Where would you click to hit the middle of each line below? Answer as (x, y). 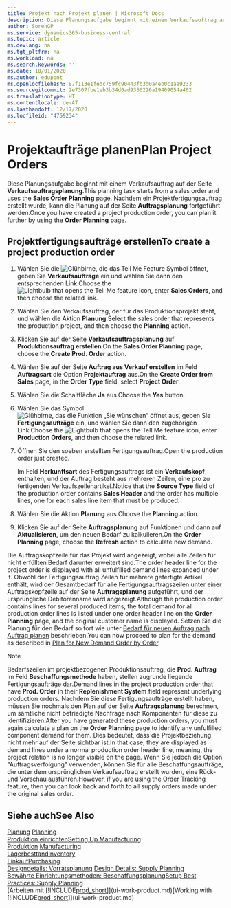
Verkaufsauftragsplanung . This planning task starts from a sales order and (113, 190)
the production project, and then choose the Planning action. (103, 326)
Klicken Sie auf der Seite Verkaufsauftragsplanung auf (96, 339)
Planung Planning (32, 832)
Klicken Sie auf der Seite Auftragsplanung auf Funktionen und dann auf (119, 527)
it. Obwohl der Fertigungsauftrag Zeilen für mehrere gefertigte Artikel (105, 577)
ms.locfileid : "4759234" (43, 115)
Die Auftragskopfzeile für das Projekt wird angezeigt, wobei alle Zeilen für (112, 555)
